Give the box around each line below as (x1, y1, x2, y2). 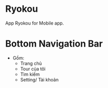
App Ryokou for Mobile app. (5, 20, 64, 26)
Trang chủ (20, 60, 42, 67)
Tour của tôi (20, 65, 46, 72)
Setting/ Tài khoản (20, 76, 59, 82)
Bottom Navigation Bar (5, 38, 103, 50)
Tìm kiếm (20, 71, 40, 77)
